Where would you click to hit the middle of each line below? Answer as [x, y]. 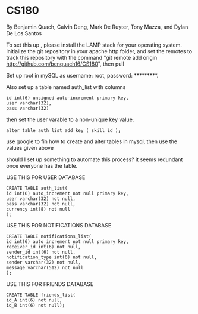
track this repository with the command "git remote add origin [82, 57]
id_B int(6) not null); [36, 305]
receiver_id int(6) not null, [44, 247]
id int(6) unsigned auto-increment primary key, [67, 98]
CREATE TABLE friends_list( [41, 295]
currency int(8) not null [38, 209]
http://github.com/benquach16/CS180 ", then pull [65, 64]
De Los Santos [24, 33]
